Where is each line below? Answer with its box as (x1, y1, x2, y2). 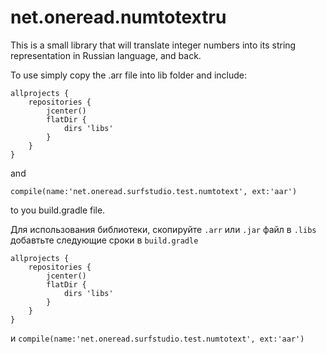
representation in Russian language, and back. (10, 49, 202, 61)
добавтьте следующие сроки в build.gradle (10, 234, 199, 246)
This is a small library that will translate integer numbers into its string (10, 39, 297, 51)
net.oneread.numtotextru (10, 6, 227, 29)
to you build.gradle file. (10, 204, 106, 216)
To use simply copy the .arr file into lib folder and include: (10, 69, 247, 81)
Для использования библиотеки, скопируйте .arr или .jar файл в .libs (10, 223, 317, 235)
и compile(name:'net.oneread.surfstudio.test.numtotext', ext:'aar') (10, 332, 305, 344)
